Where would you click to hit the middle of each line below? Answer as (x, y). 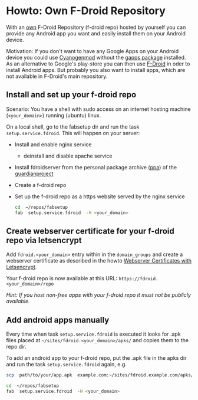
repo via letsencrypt (44, 240)
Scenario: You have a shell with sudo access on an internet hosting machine (98, 109)
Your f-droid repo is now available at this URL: (62, 278)
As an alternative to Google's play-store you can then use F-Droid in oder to (98, 64)
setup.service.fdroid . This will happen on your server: (73, 133)
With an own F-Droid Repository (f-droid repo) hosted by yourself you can (96, 27)
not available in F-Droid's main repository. (57, 76)
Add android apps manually (58, 320)
